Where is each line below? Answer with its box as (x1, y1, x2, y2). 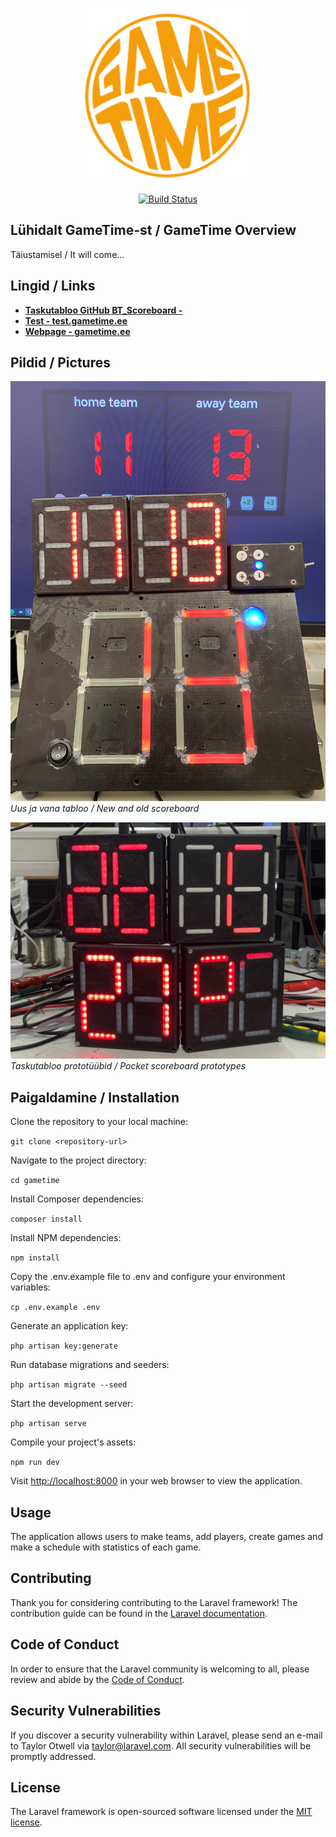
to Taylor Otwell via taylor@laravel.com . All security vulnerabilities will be (10, 1739, 312, 1752)
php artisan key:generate (10, 1341, 118, 1352)
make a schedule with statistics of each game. (10, 1541, 202, 1553)
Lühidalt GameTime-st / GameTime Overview (10, 222, 297, 239)
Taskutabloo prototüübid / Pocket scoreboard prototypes (10, 1060, 247, 1072)
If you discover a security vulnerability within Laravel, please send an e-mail (10, 1729, 323, 1741)
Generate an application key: (10, 1320, 129, 1332)
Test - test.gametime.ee (24, 314, 128, 327)
